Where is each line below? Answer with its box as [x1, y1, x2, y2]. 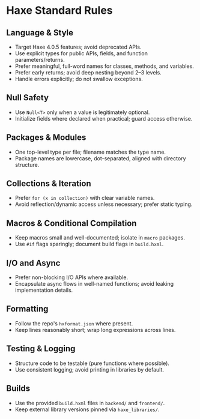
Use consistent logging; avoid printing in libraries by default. [14, 366, 164, 373]
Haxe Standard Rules [6, 4, 113, 17]
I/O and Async [6, 258, 61, 268]
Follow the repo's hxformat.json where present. [14, 319, 133, 327]
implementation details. [14, 286, 73, 294]
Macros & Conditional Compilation [6, 218, 137, 228]
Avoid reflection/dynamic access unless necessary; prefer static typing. [14, 200, 193, 208]
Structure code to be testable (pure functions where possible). [14, 360, 170, 367]
